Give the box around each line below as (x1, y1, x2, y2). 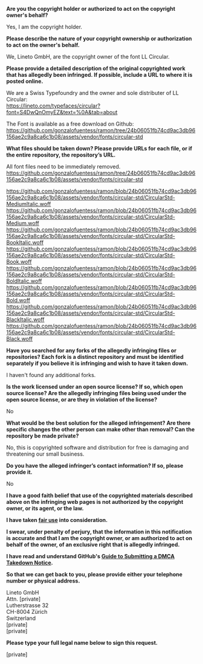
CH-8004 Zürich (6, 608, 48, 615)
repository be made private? (6, 432, 79, 439)
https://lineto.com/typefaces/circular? (6, 102, 101, 109)
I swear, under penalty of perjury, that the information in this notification (6, 528, 192, 535)
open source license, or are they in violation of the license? (6, 396, 158, 403)
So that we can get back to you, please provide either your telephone (6, 571, 183, 578)
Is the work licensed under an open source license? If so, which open (6, 383, 183, 390)
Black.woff (6, 335, 33, 342)
